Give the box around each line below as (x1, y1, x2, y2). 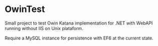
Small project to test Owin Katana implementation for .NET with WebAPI (5, 20, 153, 26)
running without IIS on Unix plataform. (5, 25, 84, 31)
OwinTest (5, 3, 45, 15)
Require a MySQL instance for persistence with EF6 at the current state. (5, 35, 154, 41)
